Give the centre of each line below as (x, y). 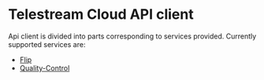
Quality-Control (45, 67)
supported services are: (47, 44)
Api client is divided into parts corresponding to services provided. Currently (132, 36)
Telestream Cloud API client (101, 15)
